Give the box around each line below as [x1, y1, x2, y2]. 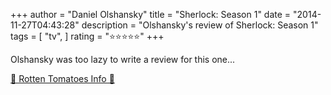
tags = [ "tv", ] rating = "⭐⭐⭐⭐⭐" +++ [10, 30, 165, 42]
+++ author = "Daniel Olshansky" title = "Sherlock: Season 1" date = [10, 9, 292, 20]
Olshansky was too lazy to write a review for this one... [10, 54, 236, 65]
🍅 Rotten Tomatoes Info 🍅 [10, 73, 115, 84]
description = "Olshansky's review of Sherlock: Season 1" [81, 19, 319, 31]
